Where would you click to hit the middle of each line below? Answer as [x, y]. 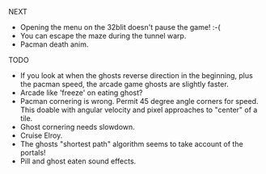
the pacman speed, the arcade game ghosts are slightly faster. [124, 84]
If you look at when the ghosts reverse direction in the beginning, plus [136, 75]
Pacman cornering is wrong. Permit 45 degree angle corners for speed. [139, 101]
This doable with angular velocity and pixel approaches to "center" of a [139, 110]
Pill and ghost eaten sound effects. [78, 161]
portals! [33, 153]
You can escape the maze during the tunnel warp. [103, 36]
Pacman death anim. [54, 44]
